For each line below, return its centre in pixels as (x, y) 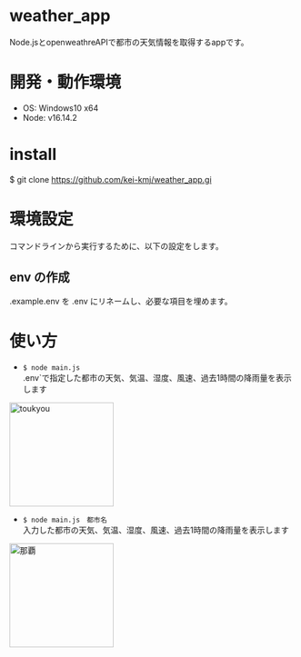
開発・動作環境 (65, 82)
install (33, 154)
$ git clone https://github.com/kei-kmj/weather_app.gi (110, 179)
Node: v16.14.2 (50, 117)
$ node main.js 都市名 (65, 520)
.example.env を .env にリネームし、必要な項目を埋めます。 (121, 301)
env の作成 (40, 278)
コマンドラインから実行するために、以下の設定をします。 (117, 245)
